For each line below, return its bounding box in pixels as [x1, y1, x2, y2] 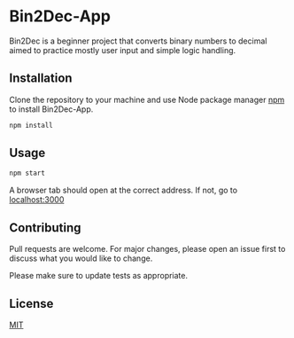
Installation [9, 71, 73, 86]
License [9, 295, 54, 311]
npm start [9, 169, 46, 178]
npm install [9, 121, 53, 130]
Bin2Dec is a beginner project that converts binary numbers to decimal [9, 35, 267, 46]
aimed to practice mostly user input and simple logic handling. [9, 44, 236, 55]
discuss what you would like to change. [9, 253, 153, 263]
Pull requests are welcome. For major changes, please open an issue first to [9, 244, 286, 255]
